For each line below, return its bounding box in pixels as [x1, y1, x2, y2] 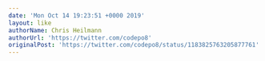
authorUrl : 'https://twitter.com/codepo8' [8, 33, 152, 42]
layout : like [8, 19, 52, 27]
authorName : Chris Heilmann [8, 26, 102, 34]
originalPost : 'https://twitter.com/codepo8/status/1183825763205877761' [8, 41, 260, 49]
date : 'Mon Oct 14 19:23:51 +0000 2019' [8, 11, 146, 20]
